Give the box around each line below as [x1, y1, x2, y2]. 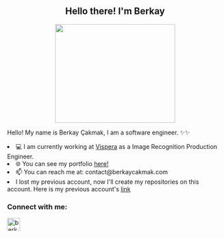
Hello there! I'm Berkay [64, 5, 166, 17]
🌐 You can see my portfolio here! [16, 159, 109, 167]
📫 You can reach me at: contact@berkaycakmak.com [16, 167, 169, 176]
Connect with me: [7, 202, 68, 211]
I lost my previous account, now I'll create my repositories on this [16, 178, 199, 186]
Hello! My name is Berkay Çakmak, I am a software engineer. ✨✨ [7, 128, 190, 136]
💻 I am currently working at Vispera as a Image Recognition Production [16, 142, 218, 150]
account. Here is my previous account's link [7, 185, 132, 193]
